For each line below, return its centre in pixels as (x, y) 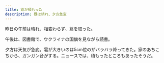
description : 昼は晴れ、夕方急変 (36, 14)
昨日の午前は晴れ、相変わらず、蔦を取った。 (50, 29)
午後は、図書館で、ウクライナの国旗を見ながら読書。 (59, 39)
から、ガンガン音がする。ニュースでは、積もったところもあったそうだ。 (82, 55)
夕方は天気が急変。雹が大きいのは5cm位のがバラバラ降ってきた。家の (76, 49)
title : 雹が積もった (24, 10)
